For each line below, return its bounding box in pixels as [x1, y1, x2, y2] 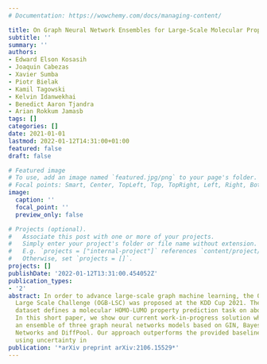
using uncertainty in [15, 336, 87, 344]
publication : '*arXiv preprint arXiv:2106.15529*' [8, 343, 180, 351]
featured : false [8, 144, 62, 152]
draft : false [8, 152, 52, 160]
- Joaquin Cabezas [8, 63, 69, 72]
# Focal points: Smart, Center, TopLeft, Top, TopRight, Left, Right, [8, 181, 247, 190]
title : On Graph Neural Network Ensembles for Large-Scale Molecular [8, 25, 244, 34]
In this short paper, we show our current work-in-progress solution [15, 314, 250, 323]
